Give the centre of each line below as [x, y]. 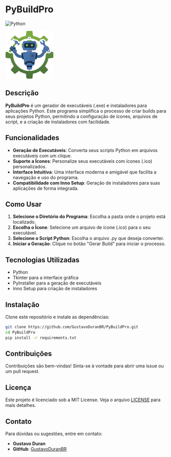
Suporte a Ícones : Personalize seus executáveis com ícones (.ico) [82, 161]
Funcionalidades [33, 138]
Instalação [23, 305]
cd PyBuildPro [20, 332]
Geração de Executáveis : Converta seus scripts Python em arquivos [85, 150]
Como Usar [24, 204]
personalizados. [30, 166]
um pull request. [23, 372]
